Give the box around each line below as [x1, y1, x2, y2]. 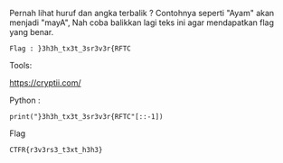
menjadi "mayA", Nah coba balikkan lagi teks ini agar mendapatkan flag [9, 17, 274, 28]
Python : [9, 95, 41, 105]
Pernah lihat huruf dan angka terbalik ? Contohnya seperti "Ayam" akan [9, 8, 275, 18]
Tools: [9, 60, 33, 70]
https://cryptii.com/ [9, 77, 81, 88]
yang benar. [9, 27, 54, 37]
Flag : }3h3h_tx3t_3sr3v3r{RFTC [9, 44, 131, 53]
